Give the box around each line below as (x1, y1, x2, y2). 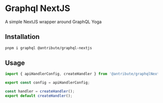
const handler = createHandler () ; (5, 89, 75, 94)
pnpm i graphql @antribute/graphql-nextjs (5, 45, 92, 51)
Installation (5, 33, 40, 41)
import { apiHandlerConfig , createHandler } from (5, 72, 108, 77)
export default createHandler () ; (5, 93, 73, 99)
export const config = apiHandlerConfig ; (5, 80, 90, 85)
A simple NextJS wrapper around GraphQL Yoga (5, 19, 102, 25)
